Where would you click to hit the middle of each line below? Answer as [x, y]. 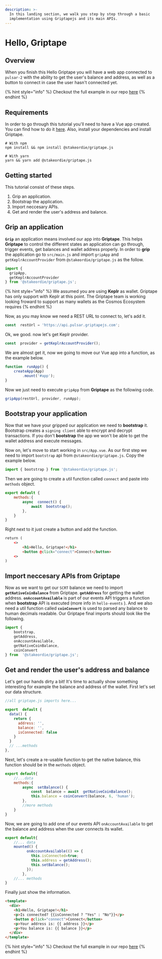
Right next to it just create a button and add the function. [61, 529]
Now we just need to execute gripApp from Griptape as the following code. [80, 390]
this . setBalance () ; [50, 865]
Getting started [29, 175]
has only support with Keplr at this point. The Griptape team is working [75, 297]
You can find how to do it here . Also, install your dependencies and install [78, 129]
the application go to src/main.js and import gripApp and [62, 254]
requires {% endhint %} [29, 307]
